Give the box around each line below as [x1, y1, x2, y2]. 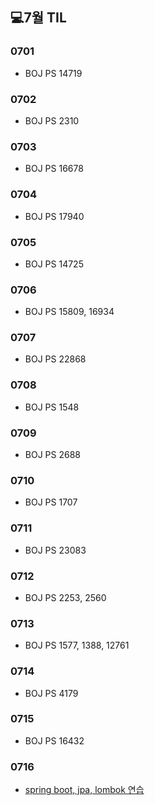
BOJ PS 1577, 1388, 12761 [24, 639, 130, 652]
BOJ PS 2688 [24, 449, 81, 461]
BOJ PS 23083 [24, 544, 87, 556]
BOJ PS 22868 [24, 353, 87, 365]
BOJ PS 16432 [24, 734, 85, 747]
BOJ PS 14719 [24, 67, 83, 79]
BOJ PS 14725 [24, 258, 84, 270]
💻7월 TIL [10, 9, 67, 27]
